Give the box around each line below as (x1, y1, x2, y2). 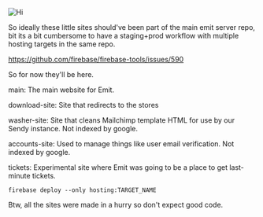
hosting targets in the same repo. (8, 39, 116, 49)
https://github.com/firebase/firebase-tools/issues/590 (8, 55, 184, 64)
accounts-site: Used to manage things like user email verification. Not (8, 139, 235, 149)
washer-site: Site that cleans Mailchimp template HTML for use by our (8, 116, 235, 125)
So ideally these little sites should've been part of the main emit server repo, (8, 23, 256, 31)
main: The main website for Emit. (8, 85, 115, 94)
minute (8, 171, 31, 180)
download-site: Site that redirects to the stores (8, 101, 159, 109)
